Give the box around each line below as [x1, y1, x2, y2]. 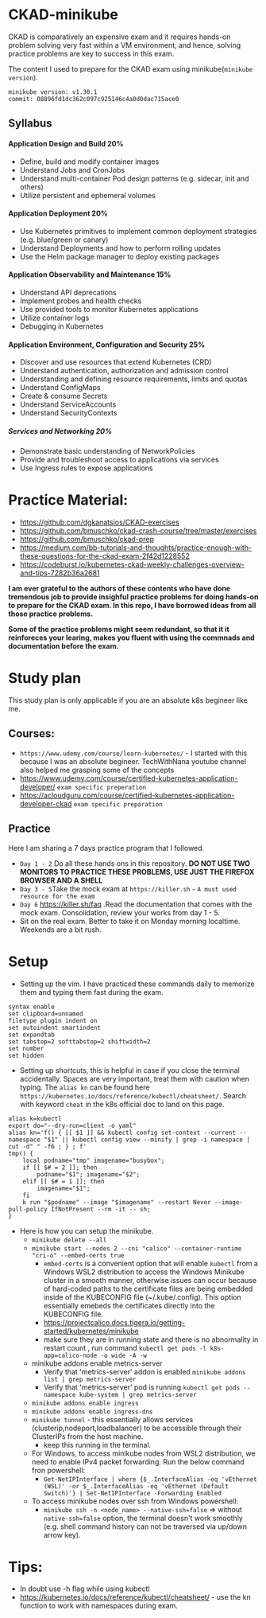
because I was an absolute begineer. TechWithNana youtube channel [19, 756, 247, 766]
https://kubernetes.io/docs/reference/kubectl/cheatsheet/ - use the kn [19, 1593, 252, 1602]
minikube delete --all [31, 1236, 107, 1244]
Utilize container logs [19, 313, 90, 322]
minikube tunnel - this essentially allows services [31, 1414, 194, 1424]
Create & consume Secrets [19, 392, 108, 401]
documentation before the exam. [8, 641, 119, 651]
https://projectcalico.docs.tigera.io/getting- [43, 1317, 185, 1327]
